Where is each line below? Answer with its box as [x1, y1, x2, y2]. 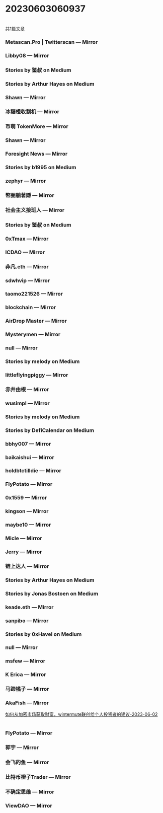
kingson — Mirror [5, 508, 49, 515]
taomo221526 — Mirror [5, 290, 63, 298]
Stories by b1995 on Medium [5, 164, 76, 171]
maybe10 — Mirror [5, 522, 51, 529]
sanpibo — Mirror [5, 617, 49, 624]
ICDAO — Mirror [5, 249, 45, 256]
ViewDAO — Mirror [5, 802, 52, 809]
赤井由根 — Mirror [5, 386, 49, 393]
